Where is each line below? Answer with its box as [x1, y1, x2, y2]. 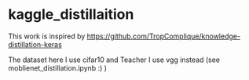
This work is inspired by [8, 31, 86, 41]
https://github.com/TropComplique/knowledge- [86, 31, 241, 41]
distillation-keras [8, 39, 63, 49]
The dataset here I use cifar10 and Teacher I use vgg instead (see [8, 55, 220, 64]
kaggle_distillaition [8, 5, 134, 24]
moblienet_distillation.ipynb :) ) [8, 63, 108, 72]
